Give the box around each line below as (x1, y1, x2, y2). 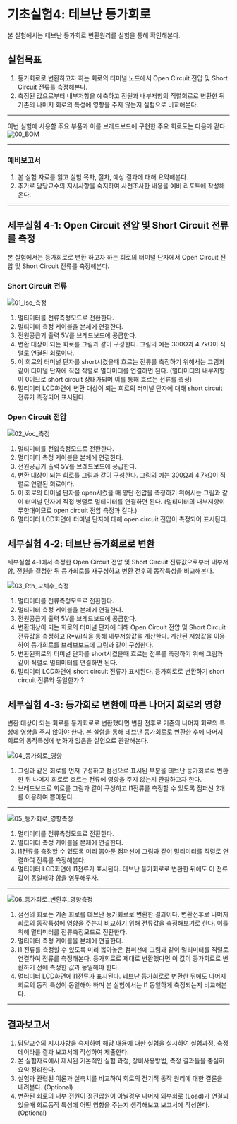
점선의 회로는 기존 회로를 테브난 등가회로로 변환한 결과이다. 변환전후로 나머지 (17, 910, 229, 919)
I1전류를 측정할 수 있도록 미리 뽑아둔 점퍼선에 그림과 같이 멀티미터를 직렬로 (17, 847, 221, 856)
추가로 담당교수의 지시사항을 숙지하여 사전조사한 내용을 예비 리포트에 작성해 (17, 181, 226, 191)
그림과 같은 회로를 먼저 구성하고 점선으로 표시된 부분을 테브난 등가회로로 (17, 766, 216, 775)
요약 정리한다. (17, 1065, 56, 1073)
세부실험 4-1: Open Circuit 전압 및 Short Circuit (7, 219, 209, 231)
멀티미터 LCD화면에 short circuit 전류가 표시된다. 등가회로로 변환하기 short (17, 667, 225, 676)
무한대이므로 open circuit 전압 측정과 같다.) (17, 506, 138, 515)
